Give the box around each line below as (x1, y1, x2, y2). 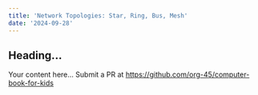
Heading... (8, 49, 62, 62)
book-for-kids (8, 78, 54, 88)
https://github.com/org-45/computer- (125, 69, 250, 80)
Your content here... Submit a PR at (8, 69, 124, 80)
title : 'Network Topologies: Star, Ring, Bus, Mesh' (8, 11, 188, 20)
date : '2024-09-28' (8, 19, 74, 27)
